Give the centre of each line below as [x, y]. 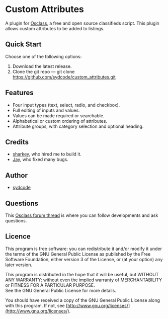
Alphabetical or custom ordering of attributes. [60, 121]
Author [16, 175]
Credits [17, 142]
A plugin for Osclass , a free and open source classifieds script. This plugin [82, 23]
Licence [18, 237]
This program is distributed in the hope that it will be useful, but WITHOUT [82, 274]
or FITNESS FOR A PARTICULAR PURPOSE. [50, 285]
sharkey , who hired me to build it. [47, 154]
